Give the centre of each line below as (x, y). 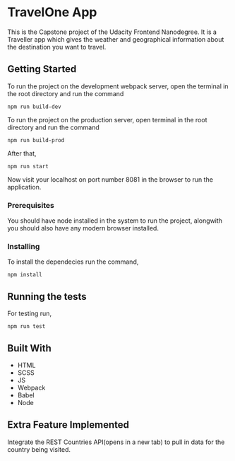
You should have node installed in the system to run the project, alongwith (115, 221)
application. (24, 187)
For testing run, (29, 314)
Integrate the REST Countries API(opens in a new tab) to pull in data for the (116, 442)
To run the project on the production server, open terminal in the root (107, 119)
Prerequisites (31, 205)
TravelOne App (52, 12)
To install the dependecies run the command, (73, 262)
